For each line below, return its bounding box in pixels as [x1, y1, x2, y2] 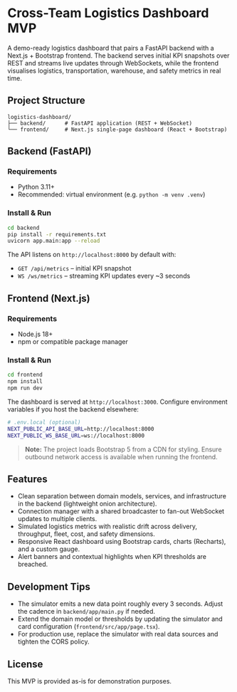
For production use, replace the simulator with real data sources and [17, 630, 218, 639]
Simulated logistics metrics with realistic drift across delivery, [17, 522, 198, 531]
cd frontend [7, 372, 43, 379]
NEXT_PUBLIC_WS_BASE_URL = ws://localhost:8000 [7, 432, 144, 439]
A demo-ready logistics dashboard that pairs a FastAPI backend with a [7, 43, 215, 52]
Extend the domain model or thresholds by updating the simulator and [17, 614, 223, 624]
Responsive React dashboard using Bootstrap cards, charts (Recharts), [17, 538, 226, 546]
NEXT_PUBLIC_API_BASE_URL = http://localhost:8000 [7, 425, 154, 432]
